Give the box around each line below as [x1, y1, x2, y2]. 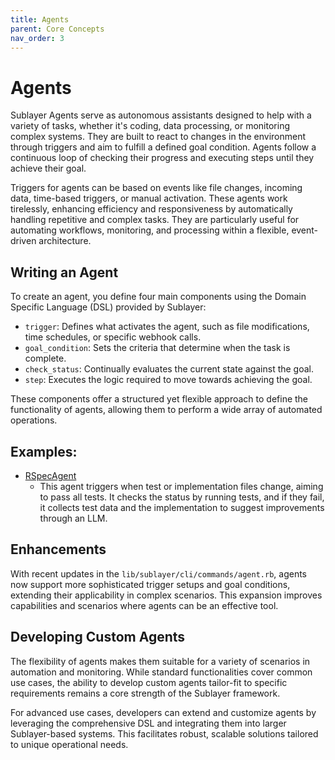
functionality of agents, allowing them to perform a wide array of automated [10, 404, 323, 416]
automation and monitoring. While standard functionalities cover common [10, 666, 313, 678]
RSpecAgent [24, 469, 77, 481]
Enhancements [10, 541, 107, 558]
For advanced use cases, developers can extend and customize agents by [10, 706, 317, 718]
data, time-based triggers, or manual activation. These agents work [10, 192, 288, 205]
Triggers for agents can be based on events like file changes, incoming [10, 182, 303, 194]
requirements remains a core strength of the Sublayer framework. [10, 687, 281, 699]
